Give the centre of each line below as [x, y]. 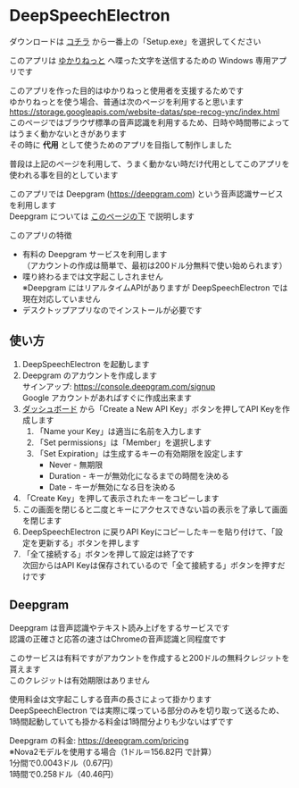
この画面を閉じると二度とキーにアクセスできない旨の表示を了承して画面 [155, 509]
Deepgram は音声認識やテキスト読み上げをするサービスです [120, 627]
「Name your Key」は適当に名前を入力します [119, 431]
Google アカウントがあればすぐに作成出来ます [107, 398]
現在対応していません [61, 298]
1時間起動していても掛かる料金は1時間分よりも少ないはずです [121, 721]
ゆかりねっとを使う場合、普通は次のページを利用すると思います [126, 101]
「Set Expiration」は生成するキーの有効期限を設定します [139, 453]
